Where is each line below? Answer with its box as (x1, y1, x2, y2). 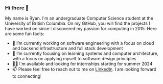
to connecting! (12, 73, 42, 79)
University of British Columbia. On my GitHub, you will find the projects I (5, 20, 150, 26)
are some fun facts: (5, 31, 45, 37)
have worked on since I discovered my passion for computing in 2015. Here (5, 26, 157, 32)
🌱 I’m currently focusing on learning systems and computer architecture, (12, 50, 159, 56)
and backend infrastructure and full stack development (12, 46, 123, 51)
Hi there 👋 (5, 4, 29, 11)
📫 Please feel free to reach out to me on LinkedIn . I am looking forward (12, 67, 157, 72)
